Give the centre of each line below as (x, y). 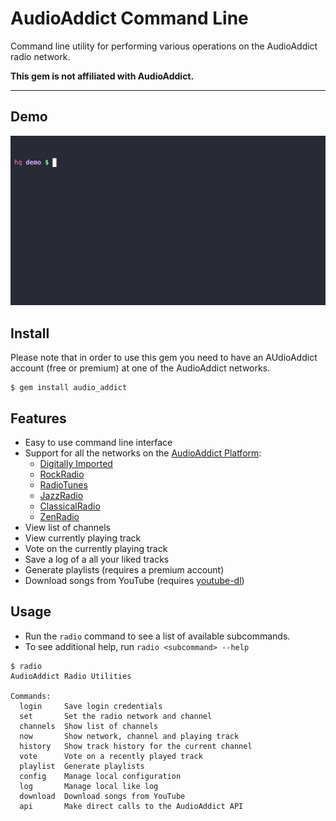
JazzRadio (61, 496)
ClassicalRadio (70, 506)
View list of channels (67, 528)
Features (38, 418)
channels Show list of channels (89, 726)
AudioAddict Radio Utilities (71, 676)
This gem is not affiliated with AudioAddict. (102, 76)
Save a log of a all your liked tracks (97, 559)
